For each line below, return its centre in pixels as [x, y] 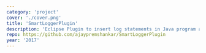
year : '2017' [23, 40]
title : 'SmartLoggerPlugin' [42, 23]
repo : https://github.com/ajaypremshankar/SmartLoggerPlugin [86, 35]
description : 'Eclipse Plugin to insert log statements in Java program [101, 29]
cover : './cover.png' [34, 18]
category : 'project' [33, 12]
